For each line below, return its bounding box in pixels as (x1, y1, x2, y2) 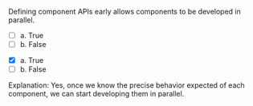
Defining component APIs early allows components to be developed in (8, 7, 241, 16)
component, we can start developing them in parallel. (8, 89, 185, 99)
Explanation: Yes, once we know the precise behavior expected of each (8, 80, 245, 90)
